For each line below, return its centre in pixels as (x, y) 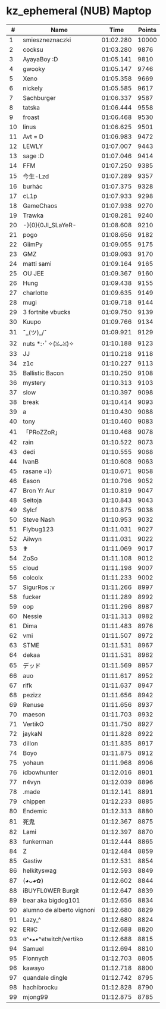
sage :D (34, 156)
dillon (31, 743)
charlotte (35, 293)
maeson (34, 714)
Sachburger (39, 98)
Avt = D (33, 136)
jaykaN (33, 734)
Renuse (33, 704)
